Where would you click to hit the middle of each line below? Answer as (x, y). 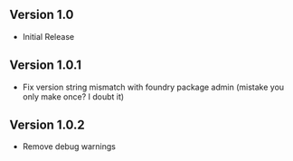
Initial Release (48, 36)
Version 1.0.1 (46, 66)
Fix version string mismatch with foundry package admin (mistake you (153, 87)
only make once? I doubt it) (73, 96)
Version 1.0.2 (47, 125)
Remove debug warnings (69, 147)
